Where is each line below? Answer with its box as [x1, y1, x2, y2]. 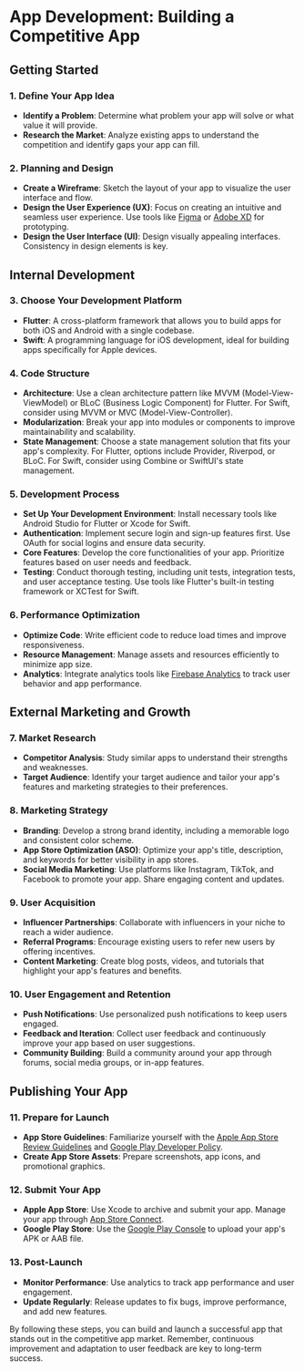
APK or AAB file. [22, 1233, 85, 1244]
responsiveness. [22, 639, 85, 650]
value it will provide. [22, 119, 98, 130]
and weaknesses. [22, 762, 89, 773]
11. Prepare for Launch [9, 1110, 110, 1123]
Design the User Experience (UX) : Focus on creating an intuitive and [22, 202, 282, 213]
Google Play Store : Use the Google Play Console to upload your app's [22, 1223, 286, 1234]
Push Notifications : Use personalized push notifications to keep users [22, 1009, 288, 1020]
